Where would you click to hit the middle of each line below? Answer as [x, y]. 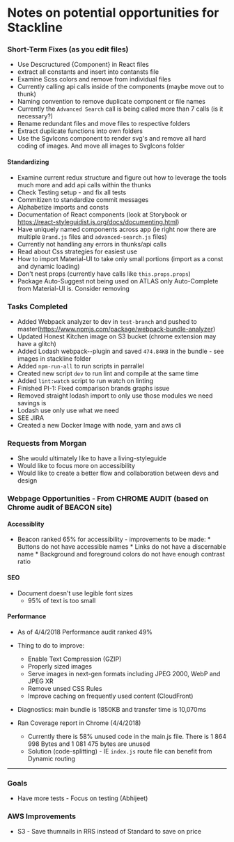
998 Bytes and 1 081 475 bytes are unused [89, 744]
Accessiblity [26, 524]
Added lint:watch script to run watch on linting [85, 380]
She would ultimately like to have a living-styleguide [92, 458]
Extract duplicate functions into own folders [80, 131]
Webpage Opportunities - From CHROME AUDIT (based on [108, 499]
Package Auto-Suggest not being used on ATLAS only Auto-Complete [118, 281]
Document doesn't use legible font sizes [75, 593]
